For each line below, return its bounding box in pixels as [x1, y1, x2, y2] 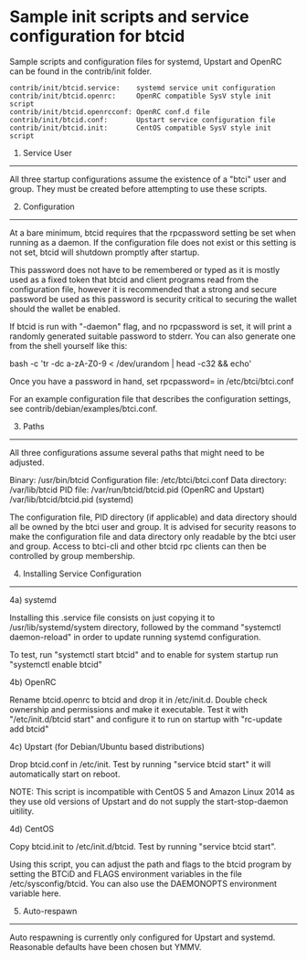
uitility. [9, 806, 35, 817]
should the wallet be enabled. [9, 303, 121, 314]
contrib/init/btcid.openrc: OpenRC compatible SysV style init [9, 91, 272, 100]
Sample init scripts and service [9, 6, 249, 27]
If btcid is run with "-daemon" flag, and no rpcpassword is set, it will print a [9, 321, 292, 332]
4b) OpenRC [9, 676, 57, 687]
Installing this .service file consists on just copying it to [9, 612, 216, 623]
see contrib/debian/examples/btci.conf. [9, 403, 158, 414]
